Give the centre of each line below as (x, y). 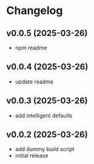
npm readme (31, 48)
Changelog (35, 11)
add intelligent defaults (44, 115)
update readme (34, 81)
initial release (32, 155)
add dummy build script (45, 149)
